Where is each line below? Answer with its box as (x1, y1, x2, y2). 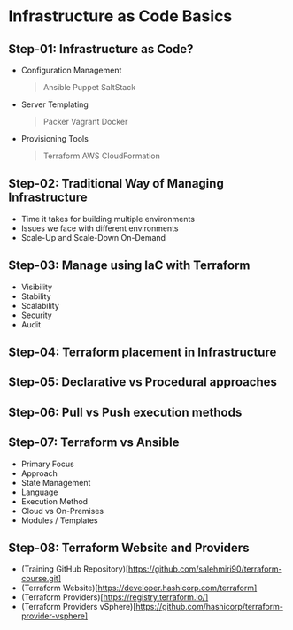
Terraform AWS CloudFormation (42, 150, 160, 161)
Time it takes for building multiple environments (20, 213, 196, 224)
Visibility (20, 281, 53, 292)
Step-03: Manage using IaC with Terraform (8, 258, 251, 273)
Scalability (20, 300, 59, 311)
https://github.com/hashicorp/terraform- (135, 602, 284, 612)
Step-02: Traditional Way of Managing (8, 176, 225, 191)
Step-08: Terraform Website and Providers (8, 541, 250, 555)
